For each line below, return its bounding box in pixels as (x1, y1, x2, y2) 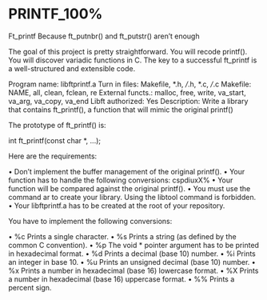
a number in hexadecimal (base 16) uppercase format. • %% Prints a (8, 274, 235, 284)
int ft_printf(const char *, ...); (8, 135, 102, 145)
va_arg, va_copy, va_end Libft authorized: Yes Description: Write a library (8, 96, 249, 106)
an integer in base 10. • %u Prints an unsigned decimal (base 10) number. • (8, 257, 256, 266)
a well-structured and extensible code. (8, 63, 136, 73)
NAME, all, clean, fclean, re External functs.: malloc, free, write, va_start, (8, 87, 246, 97)
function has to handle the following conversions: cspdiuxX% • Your (8, 175, 233, 185)
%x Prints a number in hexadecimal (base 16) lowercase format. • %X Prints (8, 266, 259, 275)
